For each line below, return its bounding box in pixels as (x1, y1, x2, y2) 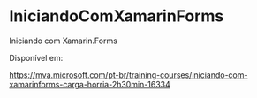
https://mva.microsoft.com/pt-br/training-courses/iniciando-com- (9, 69, 248, 80)
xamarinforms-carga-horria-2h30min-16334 (9, 79, 170, 89)
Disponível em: (9, 52, 64, 63)
